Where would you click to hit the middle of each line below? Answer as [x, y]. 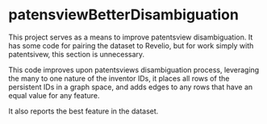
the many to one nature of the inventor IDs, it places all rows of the [119, 78]
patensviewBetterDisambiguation [124, 15]
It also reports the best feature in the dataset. [83, 111]
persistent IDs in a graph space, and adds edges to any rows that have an [131, 87]
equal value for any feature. [54, 95]
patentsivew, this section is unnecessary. [77, 54]
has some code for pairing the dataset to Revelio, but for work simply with [131, 45]
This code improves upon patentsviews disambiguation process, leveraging [134, 69]
